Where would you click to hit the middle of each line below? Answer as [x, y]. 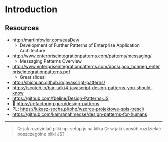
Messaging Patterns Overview [51, 61]
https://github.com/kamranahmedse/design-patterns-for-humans [80, 114]
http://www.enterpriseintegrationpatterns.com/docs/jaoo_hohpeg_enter [86, 66]
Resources [22, 28]
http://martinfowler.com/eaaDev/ [46, 40]
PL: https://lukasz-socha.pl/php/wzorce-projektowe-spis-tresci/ [78, 109]
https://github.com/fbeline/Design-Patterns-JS [60, 98]
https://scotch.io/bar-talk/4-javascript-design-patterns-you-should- [82, 88]
